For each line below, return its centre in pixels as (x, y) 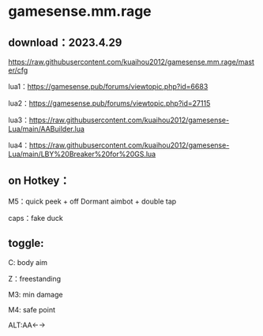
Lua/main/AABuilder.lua (47, 129)
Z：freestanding (35, 278)
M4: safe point (32, 309)
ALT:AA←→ (27, 325)
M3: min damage (36, 294)
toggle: (26, 243)
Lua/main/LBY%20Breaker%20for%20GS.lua (82, 154)
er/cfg (18, 70)
